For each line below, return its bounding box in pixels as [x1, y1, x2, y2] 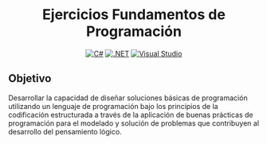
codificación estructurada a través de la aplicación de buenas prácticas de [8, 110, 253, 119]
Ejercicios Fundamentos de [42, 6, 226, 24]
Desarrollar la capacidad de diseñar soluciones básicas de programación [8, 93, 249, 103]
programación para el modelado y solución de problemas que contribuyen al [8, 118, 260, 128]
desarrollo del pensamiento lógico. [8, 126, 122, 136]
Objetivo [8, 72, 52, 85]
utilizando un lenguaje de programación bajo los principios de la [8, 101, 218, 111]
